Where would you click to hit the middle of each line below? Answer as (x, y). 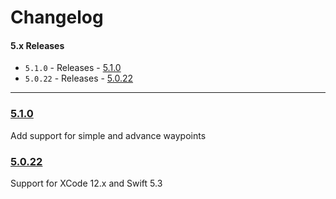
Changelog (57, 17)
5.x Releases (37, 45)
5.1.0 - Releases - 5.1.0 (73, 68)
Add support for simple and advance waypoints (108, 135)
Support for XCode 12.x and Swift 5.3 (86, 183)
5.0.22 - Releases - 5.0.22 (79, 78)
